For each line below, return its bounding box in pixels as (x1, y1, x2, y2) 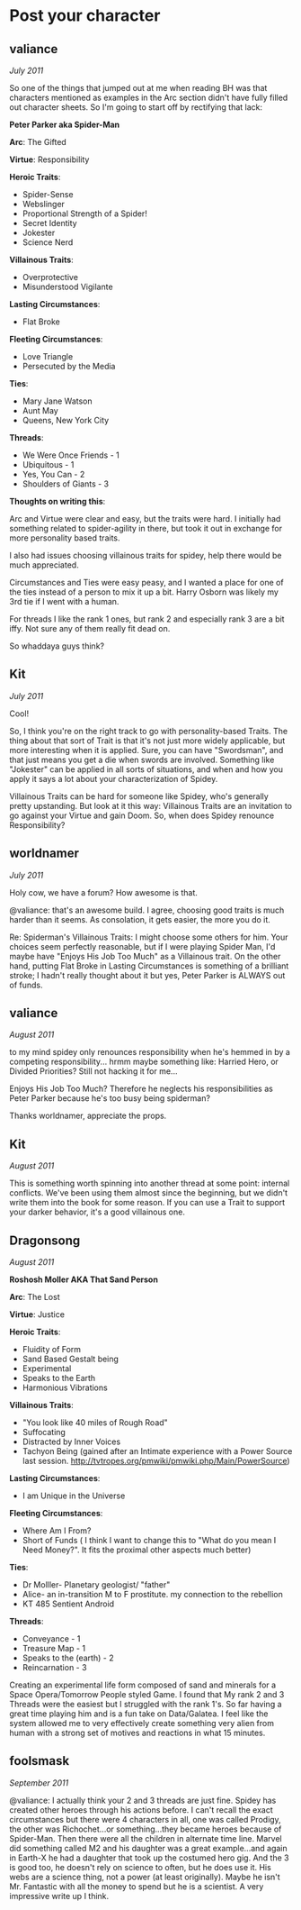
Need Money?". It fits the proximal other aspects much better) (22, 1544, 252, 1555)
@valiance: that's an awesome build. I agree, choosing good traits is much (9, 905, 285, 915)
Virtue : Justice (9, 1309, 66, 1320)
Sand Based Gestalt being (22, 1353, 120, 1365)
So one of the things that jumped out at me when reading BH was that (9, 83, 268, 93)
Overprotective (22, 272, 79, 282)
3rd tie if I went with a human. (9, 596, 120, 606)
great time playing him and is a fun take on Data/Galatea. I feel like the (9, 1708, 269, 1719)
